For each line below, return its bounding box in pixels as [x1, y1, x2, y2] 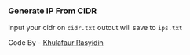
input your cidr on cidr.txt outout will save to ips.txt [8, 23, 183, 33]
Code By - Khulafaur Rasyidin [8, 38, 104, 47]
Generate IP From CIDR [8, 5, 97, 16]
